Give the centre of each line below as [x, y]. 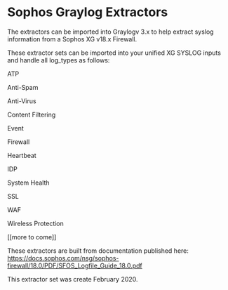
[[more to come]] [32, 237]
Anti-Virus [22, 101]
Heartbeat [22, 155]
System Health [29, 183]
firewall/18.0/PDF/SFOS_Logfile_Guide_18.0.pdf [75, 265]
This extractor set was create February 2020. [73, 279]
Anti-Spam [23, 87]
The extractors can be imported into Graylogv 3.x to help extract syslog [110, 32]
